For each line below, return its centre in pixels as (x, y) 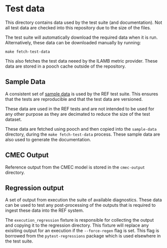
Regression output (34, 188)
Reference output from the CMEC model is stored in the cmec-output (75, 167)
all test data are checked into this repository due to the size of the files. (78, 27)
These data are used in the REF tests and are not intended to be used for (80, 109)
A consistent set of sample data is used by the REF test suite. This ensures (82, 94)
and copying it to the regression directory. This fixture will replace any (77, 225)
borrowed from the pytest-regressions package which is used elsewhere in (83, 236)
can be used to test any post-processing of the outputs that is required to (81, 205)
